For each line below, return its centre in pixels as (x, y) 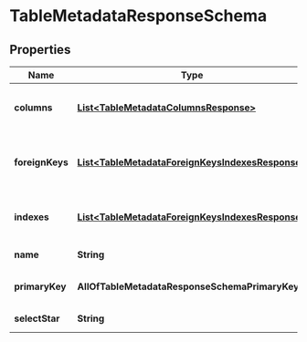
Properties (40, 50)
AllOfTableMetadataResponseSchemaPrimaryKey (188, 286)
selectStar (37, 318)
